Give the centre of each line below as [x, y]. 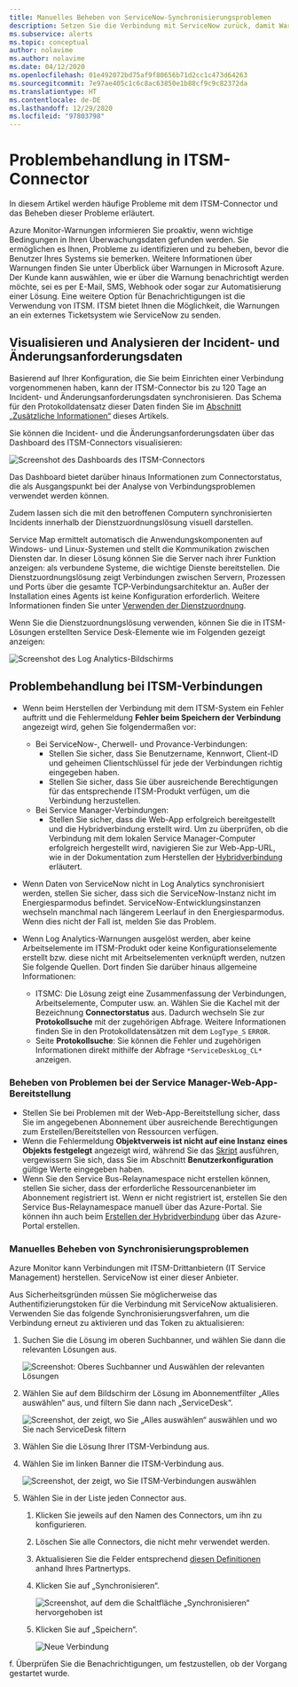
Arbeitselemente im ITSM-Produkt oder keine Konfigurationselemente [149, 948]
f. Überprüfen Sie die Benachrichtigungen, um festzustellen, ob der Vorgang [148, 1664]
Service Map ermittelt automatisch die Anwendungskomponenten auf [136, 539]
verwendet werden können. [59, 495]
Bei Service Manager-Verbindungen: [102, 810]
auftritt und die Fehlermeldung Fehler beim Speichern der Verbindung [151, 717]
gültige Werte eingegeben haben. [83, 1169]
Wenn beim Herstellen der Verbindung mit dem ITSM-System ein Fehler [153, 708]
